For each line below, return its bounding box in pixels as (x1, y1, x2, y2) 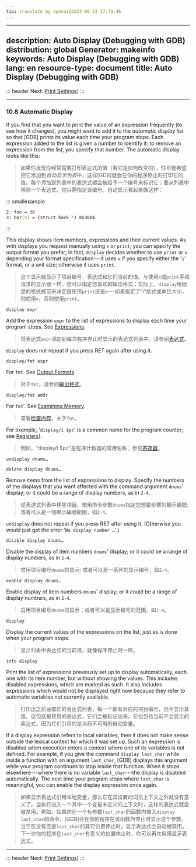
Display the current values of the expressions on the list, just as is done (6, 628, 177, 635)
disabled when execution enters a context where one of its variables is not (6, 744, 185, 751)
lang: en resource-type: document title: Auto (6, 63, 173, 73)
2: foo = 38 (6, 209, 35, 215)
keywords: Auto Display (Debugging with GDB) (6, 54, 180, 64)
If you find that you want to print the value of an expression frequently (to (6, 121, 183, 128)
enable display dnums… (6, 578, 61, 584)
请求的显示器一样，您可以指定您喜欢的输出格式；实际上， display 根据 (20, 281, 187, 288)
